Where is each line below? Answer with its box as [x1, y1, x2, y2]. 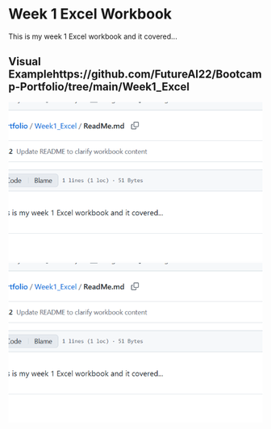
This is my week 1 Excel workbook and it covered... [8, 31, 177, 41]
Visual [8, 55, 42, 69]
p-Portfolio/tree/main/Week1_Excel [8, 80, 190, 94]
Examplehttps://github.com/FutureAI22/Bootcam [8, 68, 262, 81]
